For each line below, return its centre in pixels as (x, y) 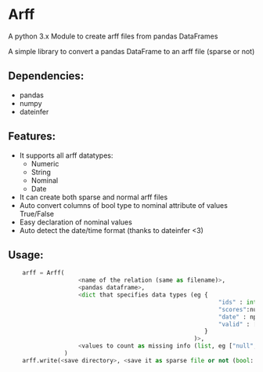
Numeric (45, 163)
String (41, 172)
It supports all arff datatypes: (66, 155)
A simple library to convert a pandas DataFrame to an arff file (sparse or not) (131, 51)
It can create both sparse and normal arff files (94, 197)
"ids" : (231, 302)
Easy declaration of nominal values (76, 222)
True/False (37, 213)
